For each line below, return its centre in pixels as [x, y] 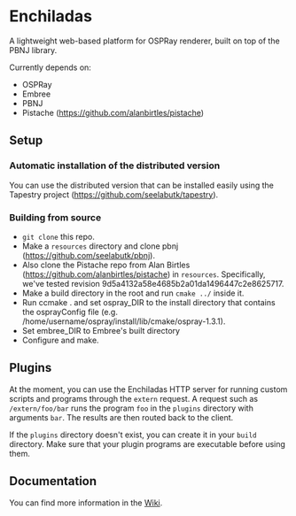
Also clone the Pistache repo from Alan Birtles [106, 265]
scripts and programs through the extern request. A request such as [134, 398]
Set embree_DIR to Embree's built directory [101, 330]
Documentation [53, 481]
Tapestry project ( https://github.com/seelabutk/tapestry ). [114, 194]
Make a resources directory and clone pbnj [100, 246]
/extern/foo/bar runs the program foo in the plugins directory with [132, 408]
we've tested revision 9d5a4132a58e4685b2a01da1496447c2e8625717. [153, 283]
